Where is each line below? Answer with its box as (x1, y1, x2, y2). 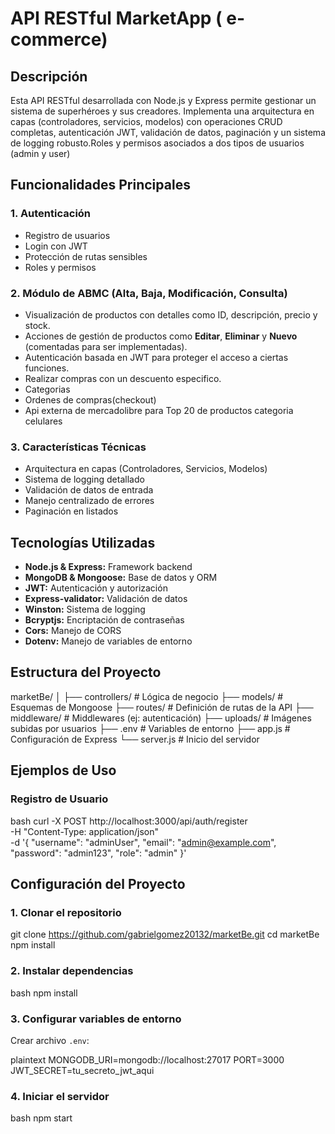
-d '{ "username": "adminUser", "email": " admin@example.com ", (10, 836, 277, 848)
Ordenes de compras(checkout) (24, 393, 157, 406)
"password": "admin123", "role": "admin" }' (10, 847, 187, 859)
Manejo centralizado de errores (24, 495, 155, 507)
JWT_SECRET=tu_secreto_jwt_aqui (10, 1064, 155, 1076)
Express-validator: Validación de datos (24, 593, 188, 605)
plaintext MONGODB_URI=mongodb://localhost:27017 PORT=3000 (10, 1053, 285, 1066)
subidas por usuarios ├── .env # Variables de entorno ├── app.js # (10, 722, 291, 734)
